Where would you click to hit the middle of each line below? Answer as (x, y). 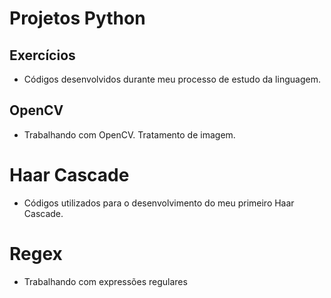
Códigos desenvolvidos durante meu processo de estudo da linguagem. (172, 79)
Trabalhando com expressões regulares (105, 281)
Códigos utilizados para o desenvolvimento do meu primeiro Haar (159, 203)
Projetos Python (77, 18)
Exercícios (42, 55)
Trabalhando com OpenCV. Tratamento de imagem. (129, 134)
